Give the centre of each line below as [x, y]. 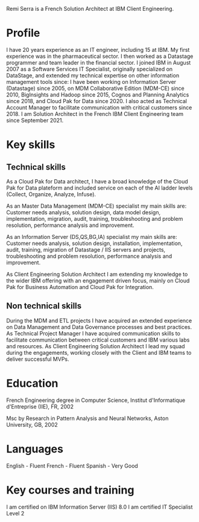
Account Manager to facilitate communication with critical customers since [99, 107]
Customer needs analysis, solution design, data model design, [84, 212]
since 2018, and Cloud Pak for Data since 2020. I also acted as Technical [96, 101]
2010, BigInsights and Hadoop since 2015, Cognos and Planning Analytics [98, 94]
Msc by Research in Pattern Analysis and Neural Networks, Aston [87, 418]
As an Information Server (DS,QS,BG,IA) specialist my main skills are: [92, 237]
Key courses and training [70, 490]
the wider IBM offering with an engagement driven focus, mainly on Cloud [98, 281]
